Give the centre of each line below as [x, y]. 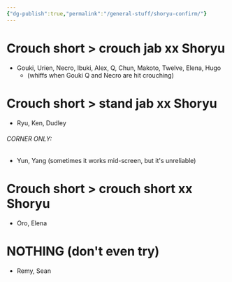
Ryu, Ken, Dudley [42, 122]
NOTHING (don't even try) [83, 251]
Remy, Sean [34, 271]
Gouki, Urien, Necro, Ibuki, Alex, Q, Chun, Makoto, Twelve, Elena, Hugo [119, 68]
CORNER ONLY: [29, 139]
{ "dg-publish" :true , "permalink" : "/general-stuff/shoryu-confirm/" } [107, 14]
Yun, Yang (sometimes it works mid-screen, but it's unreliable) [106, 160]
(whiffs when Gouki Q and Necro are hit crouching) [100, 75]
